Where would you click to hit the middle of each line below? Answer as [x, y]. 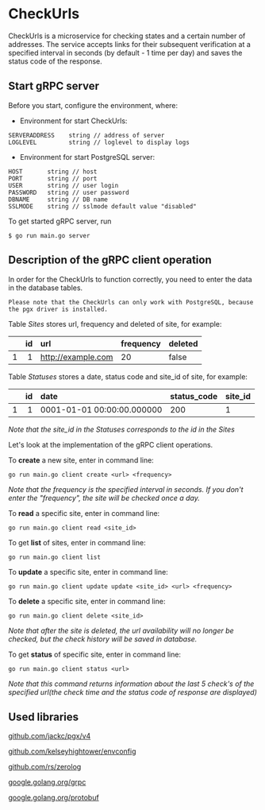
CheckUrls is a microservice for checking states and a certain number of [127, 36]
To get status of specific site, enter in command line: [94, 654]
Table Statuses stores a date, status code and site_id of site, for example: [128, 376]
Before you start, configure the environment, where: [93, 105]
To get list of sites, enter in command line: [77, 542]
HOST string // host [53, 172]
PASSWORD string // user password [69, 192]
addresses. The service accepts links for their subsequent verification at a [130, 44]
